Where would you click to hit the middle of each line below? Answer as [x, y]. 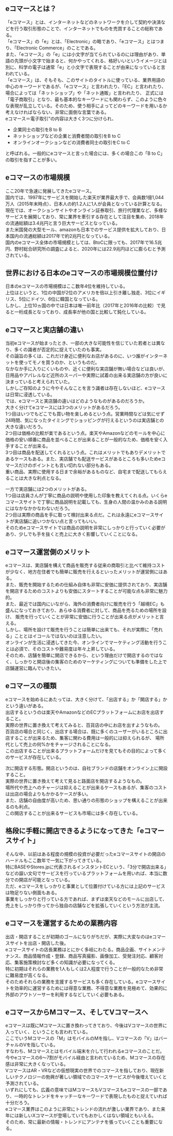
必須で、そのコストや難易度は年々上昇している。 [66, 649]
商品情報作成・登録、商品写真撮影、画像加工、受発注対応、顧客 [91, 956]
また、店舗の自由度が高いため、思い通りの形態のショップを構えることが [82, 800]
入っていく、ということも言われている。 [48, 1032]
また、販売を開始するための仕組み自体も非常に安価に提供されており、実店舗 [86, 584]
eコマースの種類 [31, 686]
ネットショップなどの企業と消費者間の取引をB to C [67, 136]
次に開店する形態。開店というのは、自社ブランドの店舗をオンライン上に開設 [86, 768]
